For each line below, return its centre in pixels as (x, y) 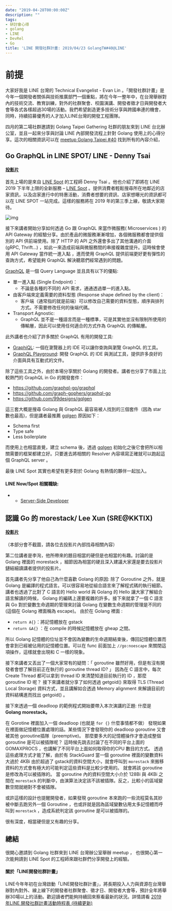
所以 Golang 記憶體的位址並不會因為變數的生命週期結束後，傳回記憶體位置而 (86, 639)
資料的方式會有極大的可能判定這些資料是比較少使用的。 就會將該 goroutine (84, 768)
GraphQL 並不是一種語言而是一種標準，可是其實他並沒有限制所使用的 (93, 319)
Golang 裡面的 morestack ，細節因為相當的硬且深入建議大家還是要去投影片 (84, 561)
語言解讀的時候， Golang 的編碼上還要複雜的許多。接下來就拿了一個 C (79, 598)
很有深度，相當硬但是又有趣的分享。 (44, 821)
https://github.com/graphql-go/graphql (54, 388)
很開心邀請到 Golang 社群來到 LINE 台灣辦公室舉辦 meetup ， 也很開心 (80, 852)
